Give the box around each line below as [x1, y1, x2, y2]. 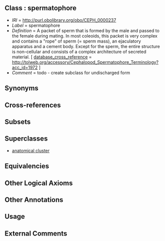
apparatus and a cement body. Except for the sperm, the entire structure [11, 43, 161, 49]
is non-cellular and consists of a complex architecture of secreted [11, 48, 147, 54]
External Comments [4, 229, 67, 238]
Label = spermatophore [11, 22, 60, 28]
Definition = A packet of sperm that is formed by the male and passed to [11, 27, 160, 34]
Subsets [4, 117, 31, 126]
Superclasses [4, 135, 48, 143]
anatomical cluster [11, 147, 50, 153]
